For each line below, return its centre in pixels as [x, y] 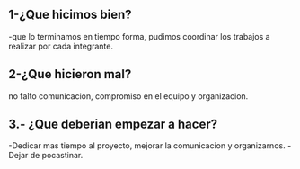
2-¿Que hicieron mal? [70, 74]
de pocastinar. [57, 156]
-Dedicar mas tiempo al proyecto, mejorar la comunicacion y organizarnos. [147, 146]
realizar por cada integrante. [61, 46]
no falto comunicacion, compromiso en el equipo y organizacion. [128, 96]
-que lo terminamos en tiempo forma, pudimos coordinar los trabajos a [139, 36]
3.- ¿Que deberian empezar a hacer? [113, 125]
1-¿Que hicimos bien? [70, 15]
